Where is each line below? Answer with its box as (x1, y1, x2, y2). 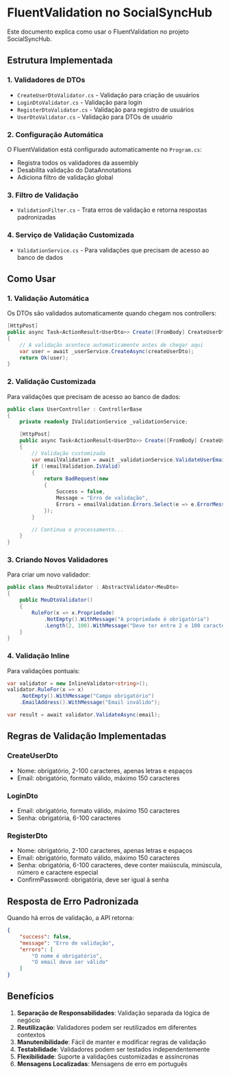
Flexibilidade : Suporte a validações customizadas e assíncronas (16, 1052, 199, 1061)
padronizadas (16, 213, 56, 221)
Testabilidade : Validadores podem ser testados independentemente (16, 1045, 210, 1053)
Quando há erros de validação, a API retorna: (7, 914, 135, 922)
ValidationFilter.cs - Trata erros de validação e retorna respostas (16, 206, 207, 214)
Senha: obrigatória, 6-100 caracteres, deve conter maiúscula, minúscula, (16, 861, 222, 869)
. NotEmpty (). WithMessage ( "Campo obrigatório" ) (19, 692, 155, 700)
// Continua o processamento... (31, 526, 125, 533)
